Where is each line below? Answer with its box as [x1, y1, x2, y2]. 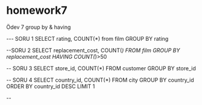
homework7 [6, 4, 68, 17]
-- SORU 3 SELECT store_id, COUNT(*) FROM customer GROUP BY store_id [6, 64, 196, 72]
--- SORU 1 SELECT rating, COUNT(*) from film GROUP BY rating [6, 35, 169, 42]
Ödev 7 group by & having [6, 23, 71, 31]
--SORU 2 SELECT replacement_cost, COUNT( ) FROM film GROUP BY [6, 46, 180, 54]
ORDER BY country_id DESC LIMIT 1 [6, 82, 95, 90]
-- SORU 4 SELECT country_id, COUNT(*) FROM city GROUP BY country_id [6, 76, 194, 83]
